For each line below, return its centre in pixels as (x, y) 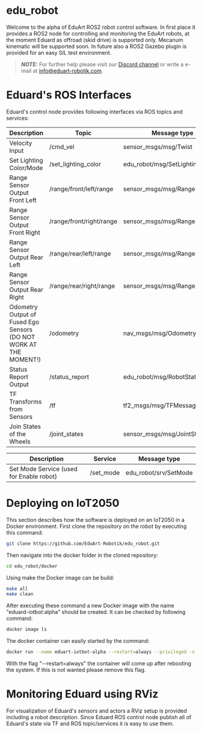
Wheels (20, 441)
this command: (25, 532)
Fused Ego (24, 322)
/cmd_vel (62, 147)
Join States (25, 426)
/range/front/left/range (81, 189)
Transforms (26, 402)
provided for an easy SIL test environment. (59, 52)
